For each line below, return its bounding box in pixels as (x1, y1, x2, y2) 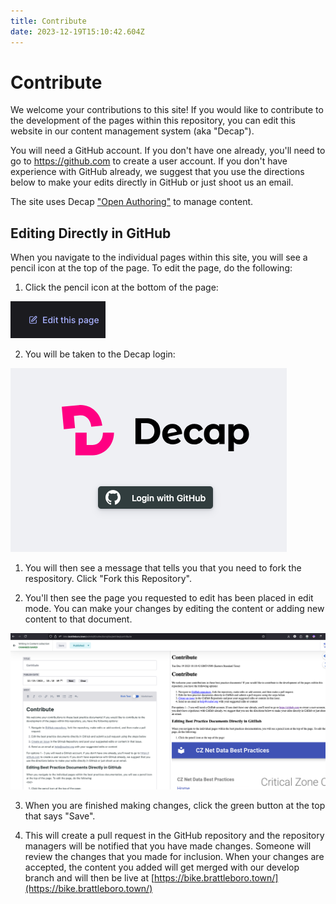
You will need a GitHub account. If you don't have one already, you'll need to (10, 145, 326, 157)
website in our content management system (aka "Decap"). (10, 125, 255, 137)
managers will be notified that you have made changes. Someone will (24, 840, 312, 852)
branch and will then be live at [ (24, 871, 155, 884)
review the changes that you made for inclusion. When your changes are (24, 850, 325, 862)
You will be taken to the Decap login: (24, 348, 176, 360)
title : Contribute (10, 16, 87, 26)
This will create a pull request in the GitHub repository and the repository (24, 829, 325, 841)
